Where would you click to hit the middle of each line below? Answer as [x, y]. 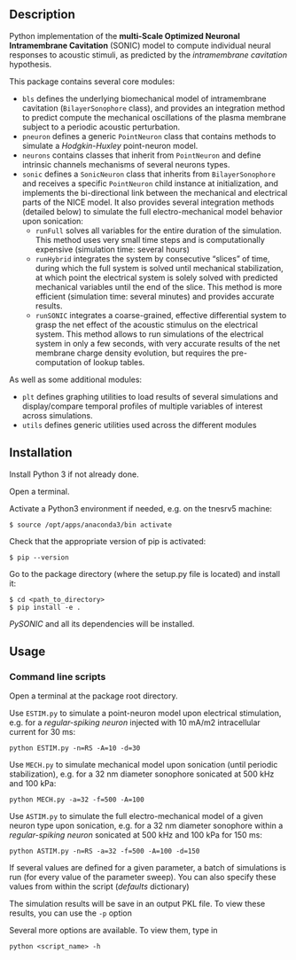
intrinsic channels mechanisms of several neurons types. [126, 164]
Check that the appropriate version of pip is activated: [108, 541]
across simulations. [57, 415]
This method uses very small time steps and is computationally [150, 239]
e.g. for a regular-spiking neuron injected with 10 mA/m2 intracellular [135, 722]
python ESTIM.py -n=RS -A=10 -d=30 [75, 748]
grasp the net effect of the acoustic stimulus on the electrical [147, 324]
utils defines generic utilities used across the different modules [139, 425]
